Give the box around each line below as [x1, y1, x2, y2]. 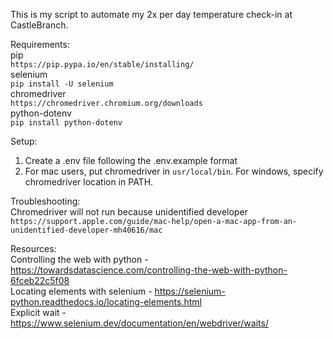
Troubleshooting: [10, 195, 81, 207]
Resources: [10, 243, 57, 254]
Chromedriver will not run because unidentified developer [10, 206, 248, 218]
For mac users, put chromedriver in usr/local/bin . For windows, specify [24, 165, 324, 177]
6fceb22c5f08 [10, 275, 70, 286]
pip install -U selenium [10, 79, 114, 89]
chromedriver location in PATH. [24, 176, 154, 188]
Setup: [10, 135, 38, 147]
